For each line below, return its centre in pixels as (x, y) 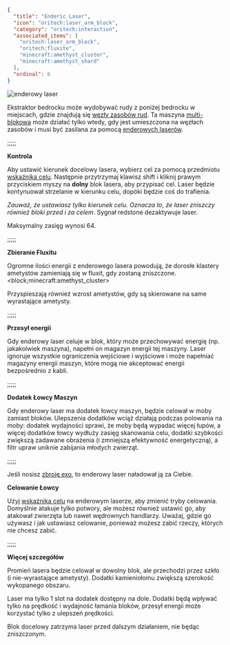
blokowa (19, 122)
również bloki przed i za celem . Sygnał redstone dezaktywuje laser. (103, 212)
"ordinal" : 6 (32, 74)
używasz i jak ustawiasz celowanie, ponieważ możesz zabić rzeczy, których (115, 523)
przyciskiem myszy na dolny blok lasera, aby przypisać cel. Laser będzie (111, 184)
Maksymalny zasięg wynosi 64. (52, 225)
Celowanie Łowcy (33, 488)
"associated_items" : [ (46, 36)
